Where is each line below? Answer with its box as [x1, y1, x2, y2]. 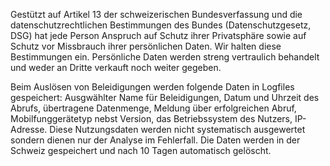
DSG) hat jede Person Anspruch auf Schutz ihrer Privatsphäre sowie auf [10, 30, 307, 41]
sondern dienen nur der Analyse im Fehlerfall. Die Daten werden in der [10, 134, 301, 146]
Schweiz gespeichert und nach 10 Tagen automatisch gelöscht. [10, 145, 272, 156]
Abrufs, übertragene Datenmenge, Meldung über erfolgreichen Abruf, [10, 102, 297, 114]
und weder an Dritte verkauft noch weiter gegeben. [10, 62, 222, 73]
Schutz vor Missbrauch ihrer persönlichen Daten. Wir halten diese [10, 40, 282, 52]
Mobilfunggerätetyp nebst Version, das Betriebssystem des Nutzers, [10, 113, 293, 124]
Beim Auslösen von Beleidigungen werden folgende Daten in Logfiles [10, 81, 295, 93]
